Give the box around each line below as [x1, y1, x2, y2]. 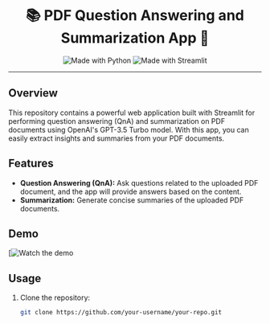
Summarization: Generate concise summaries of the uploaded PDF [19, 195, 244, 205]
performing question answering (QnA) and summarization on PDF [8, 116, 226, 125]
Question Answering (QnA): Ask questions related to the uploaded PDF [19, 178, 259, 187]
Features [8, 157, 54, 170]
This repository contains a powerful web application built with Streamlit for [8, 108, 256, 117]
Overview [8, 86, 59, 100]
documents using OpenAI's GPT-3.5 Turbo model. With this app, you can [8, 125, 249, 134]
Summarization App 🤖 [60, 29, 210, 47]
